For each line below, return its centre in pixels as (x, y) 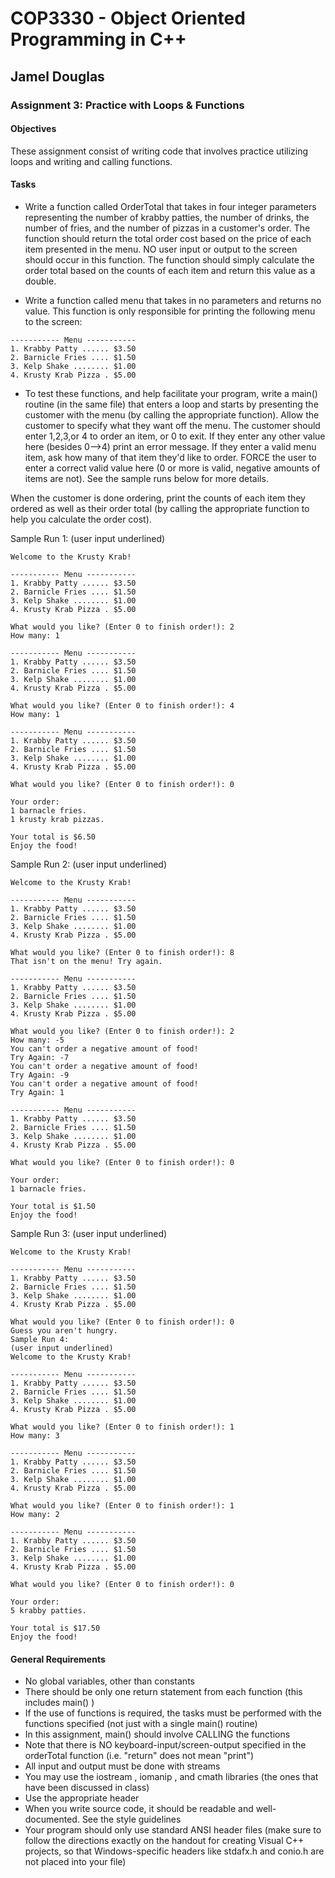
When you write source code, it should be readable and (139, 1809)
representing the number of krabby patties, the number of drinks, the (167, 217)
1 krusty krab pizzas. (57, 819)
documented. (52, 1819)
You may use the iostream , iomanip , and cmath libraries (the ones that (171, 1777)
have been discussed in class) (87, 1788)
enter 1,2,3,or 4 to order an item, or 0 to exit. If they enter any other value (175, 436)
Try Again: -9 (40, 1075)
